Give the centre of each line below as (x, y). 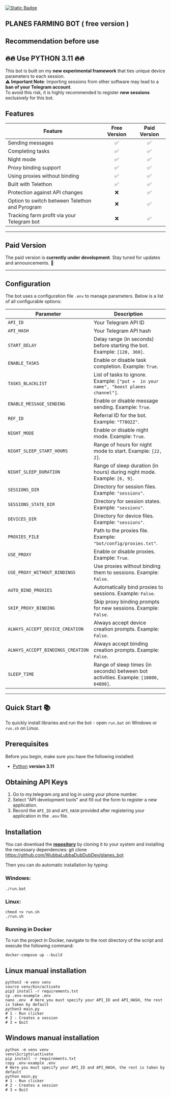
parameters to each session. (35, 76)
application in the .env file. (40, 816)
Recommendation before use (52, 41)
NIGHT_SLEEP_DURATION (34, 472)
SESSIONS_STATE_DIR (31, 504)
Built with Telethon (30, 184)
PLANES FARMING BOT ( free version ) (67, 24)
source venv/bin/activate (33, 987)
